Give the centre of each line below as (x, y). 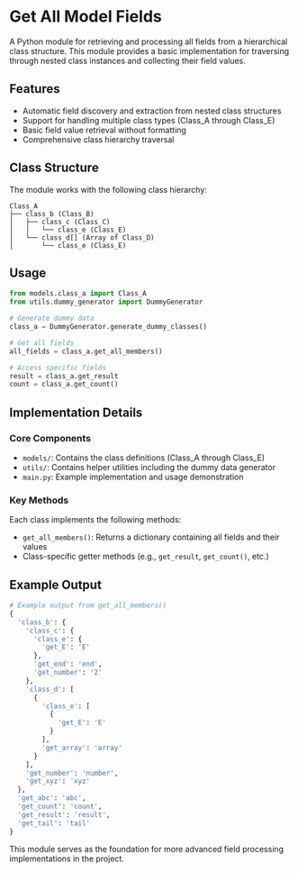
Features (35, 89)
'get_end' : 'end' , (68, 664)
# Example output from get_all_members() (88, 605)
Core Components (50, 438)
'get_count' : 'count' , (60, 807)
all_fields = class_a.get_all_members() (86, 351)
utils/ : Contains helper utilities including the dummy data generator (149, 467)
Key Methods (39, 500)
